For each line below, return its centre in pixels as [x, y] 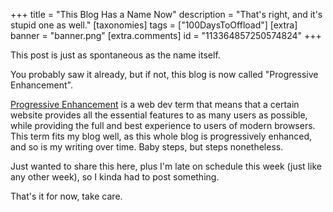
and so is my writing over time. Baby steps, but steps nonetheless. [147, 147]
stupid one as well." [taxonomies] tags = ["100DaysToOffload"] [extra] [154, 25]
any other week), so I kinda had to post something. [115, 177]
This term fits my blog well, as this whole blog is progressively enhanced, [161, 136]
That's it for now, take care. [66, 196]
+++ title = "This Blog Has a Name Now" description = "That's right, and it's [166, 14]
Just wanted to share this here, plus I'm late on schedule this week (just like [166, 166]
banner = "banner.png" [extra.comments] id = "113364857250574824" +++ [166, 35]
